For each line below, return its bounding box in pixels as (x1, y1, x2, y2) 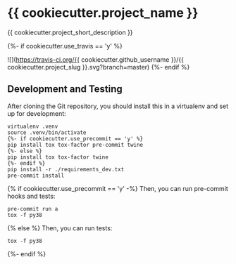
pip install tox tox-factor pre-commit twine (7, 141, 143, 148)
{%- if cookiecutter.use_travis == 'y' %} (7, 41, 123, 50)
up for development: (7, 109, 67, 117)
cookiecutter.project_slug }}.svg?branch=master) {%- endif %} (7, 62, 190, 71)
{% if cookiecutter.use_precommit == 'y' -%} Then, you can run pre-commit (7, 184, 229, 192)
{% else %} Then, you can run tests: (7, 223, 113, 232)
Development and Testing (7, 83, 123, 95)
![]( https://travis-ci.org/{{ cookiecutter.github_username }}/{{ (7, 55, 185, 64)
